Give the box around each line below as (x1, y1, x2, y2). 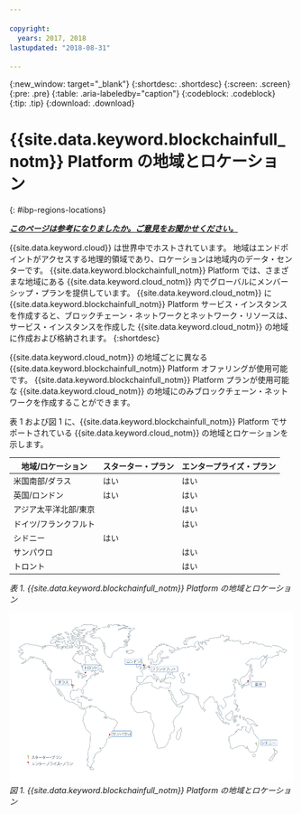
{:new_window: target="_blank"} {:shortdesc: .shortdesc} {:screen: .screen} (9, 79, 291, 89)
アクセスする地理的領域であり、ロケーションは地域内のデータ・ (40, 254, 278, 265)
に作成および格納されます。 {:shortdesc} (9, 332, 160, 343)
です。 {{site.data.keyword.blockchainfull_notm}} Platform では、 (24, 265, 266, 276)
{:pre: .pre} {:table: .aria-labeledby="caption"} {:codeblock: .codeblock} (9, 89, 277, 99)
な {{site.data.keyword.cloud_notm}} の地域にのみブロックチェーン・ (9, 386, 265, 397)
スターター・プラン (103, 461, 175, 472)
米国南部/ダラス (13, 475, 72, 486)
